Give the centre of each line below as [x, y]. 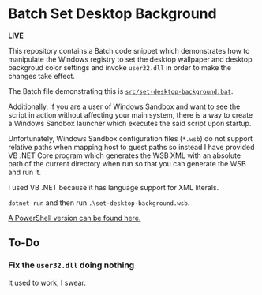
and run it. [25, 172]
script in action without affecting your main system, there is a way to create [131, 114]
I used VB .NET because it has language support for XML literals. [114, 187]
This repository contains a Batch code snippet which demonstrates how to [129, 50]
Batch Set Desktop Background [112, 14]
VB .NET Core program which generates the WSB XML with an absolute [125, 155]
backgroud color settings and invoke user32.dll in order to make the [120, 67]
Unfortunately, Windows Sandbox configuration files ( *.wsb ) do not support [131, 138]
